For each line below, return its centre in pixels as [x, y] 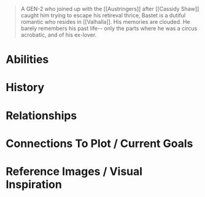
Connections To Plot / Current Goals [99, 143]
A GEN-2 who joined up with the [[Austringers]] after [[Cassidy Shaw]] [110, 9]
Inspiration [34, 184]
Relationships [41, 115]
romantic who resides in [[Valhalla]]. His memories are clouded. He [106, 22]
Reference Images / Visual [74, 171]
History [25, 87]
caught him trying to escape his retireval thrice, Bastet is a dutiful [103, 15]
